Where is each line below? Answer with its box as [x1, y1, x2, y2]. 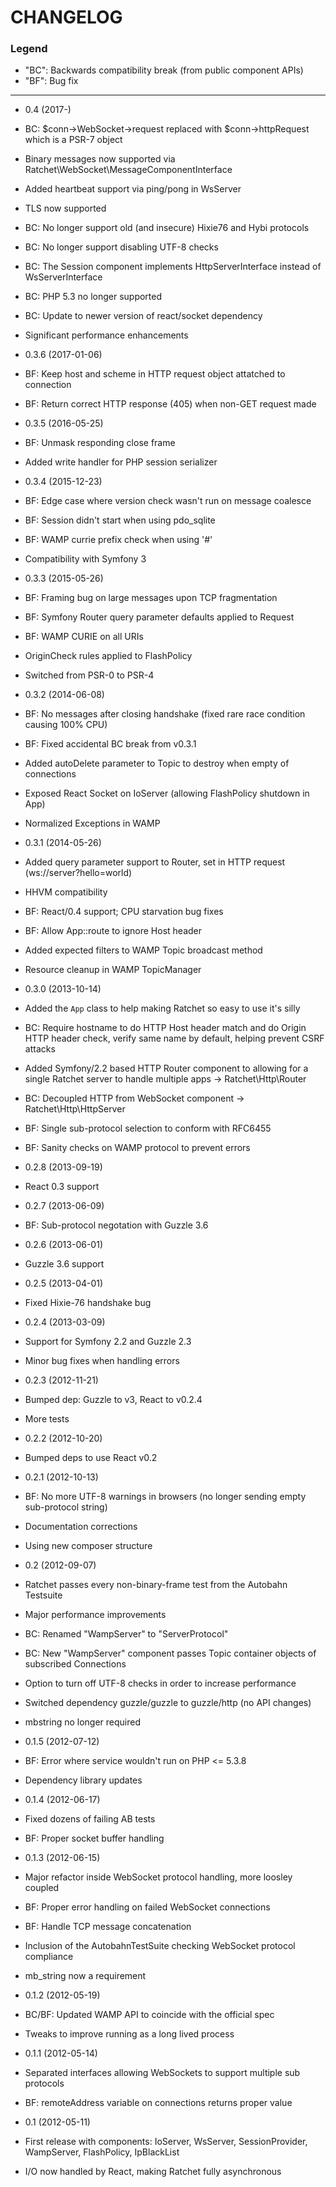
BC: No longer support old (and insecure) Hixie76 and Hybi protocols [24, 222, 310, 234]
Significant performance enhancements [24, 329, 189, 341]
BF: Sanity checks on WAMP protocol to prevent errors [24, 1142, 251, 1154]
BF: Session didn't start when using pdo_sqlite [24, 514, 216, 526]
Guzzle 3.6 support [24, 1258, 105, 1270]
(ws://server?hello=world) [24, 867, 133, 879]
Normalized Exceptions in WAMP [24, 817, 161, 830]
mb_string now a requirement [24, 1970, 147, 1982]
